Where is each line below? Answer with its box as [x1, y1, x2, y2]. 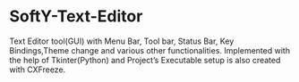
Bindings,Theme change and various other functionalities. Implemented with [9, 45, 291, 55]
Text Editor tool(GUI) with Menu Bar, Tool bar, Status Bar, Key [9, 36, 235, 46]
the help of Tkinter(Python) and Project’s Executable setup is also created [9, 54, 281, 65]
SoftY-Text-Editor [9, 6, 143, 27]
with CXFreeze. [9, 64, 66, 75]
